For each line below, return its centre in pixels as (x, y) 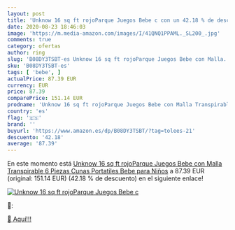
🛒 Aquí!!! (20, 219)
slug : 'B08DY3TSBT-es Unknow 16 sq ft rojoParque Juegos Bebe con (106, 59)
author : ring (26, 53)
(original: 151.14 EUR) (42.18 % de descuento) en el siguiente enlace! (106, 178)
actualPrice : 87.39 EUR (42, 79)
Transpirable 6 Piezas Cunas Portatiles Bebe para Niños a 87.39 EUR (106, 171)
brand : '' (22, 124)
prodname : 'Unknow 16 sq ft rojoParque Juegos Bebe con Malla (100, 105)
